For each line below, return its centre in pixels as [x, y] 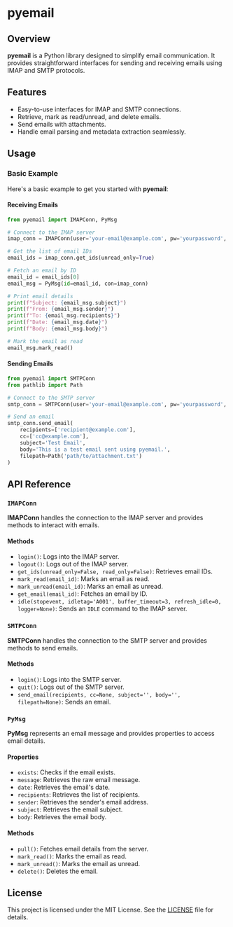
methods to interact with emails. [54, 525]
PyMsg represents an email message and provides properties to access [111, 734]
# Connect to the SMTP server [51, 398]
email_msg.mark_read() [40, 348]
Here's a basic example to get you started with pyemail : [88, 189]
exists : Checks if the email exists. [66, 772]
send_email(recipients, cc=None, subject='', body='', [99, 695]
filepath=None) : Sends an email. [64, 702]
